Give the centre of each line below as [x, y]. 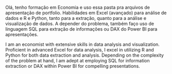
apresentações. [22, 34]
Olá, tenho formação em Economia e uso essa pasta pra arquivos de [78, 7]
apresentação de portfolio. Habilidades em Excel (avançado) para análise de [86, 13]
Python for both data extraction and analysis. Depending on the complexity [85, 55]
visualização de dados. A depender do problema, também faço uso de [80, 23]
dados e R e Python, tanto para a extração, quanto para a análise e [76, 18]
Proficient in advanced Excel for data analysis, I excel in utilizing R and [80, 50]
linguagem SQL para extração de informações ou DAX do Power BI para [81, 29]
